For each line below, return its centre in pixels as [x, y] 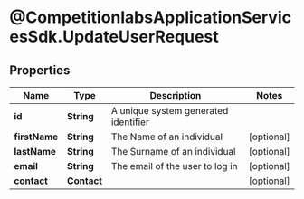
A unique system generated [170, 111]
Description [176, 95]
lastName [35, 152]
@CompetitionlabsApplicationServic [151, 18]
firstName [36, 137]
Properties [40, 70]
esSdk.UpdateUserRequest [114, 37]
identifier [130, 122]
